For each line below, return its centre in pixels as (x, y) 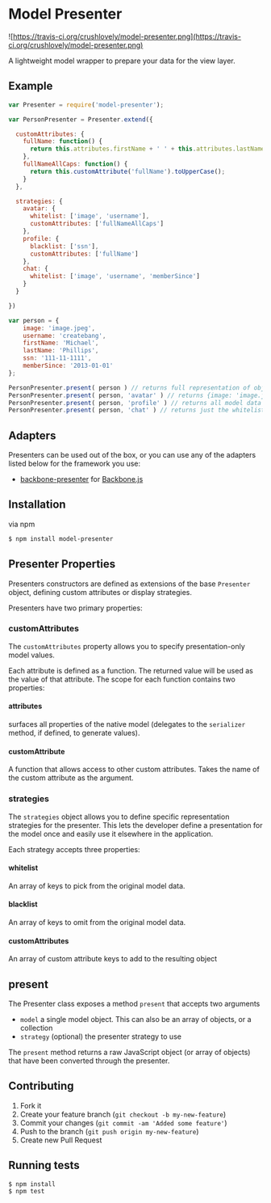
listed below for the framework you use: (75, 464)
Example (31, 86)
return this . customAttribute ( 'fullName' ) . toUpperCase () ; (127, 171)
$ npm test (27, 1192)
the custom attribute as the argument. (71, 778)
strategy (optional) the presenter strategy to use (100, 1036)
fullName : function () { (63, 141)
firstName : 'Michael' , (61, 343)
